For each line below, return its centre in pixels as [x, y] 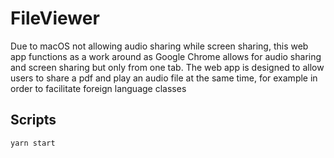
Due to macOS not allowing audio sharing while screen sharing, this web [159, 46]
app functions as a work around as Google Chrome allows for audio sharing [166, 56]
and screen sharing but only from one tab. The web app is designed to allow [167, 67]
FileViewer [55, 18]
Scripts [33, 120]
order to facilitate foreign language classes [98, 88]
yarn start [33, 143]
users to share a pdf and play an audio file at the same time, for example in [164, 78]
